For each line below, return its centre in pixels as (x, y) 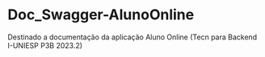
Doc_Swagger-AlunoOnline (101, 15)
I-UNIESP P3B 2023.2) (45, 45)
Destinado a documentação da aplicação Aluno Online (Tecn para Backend (132, 37)
